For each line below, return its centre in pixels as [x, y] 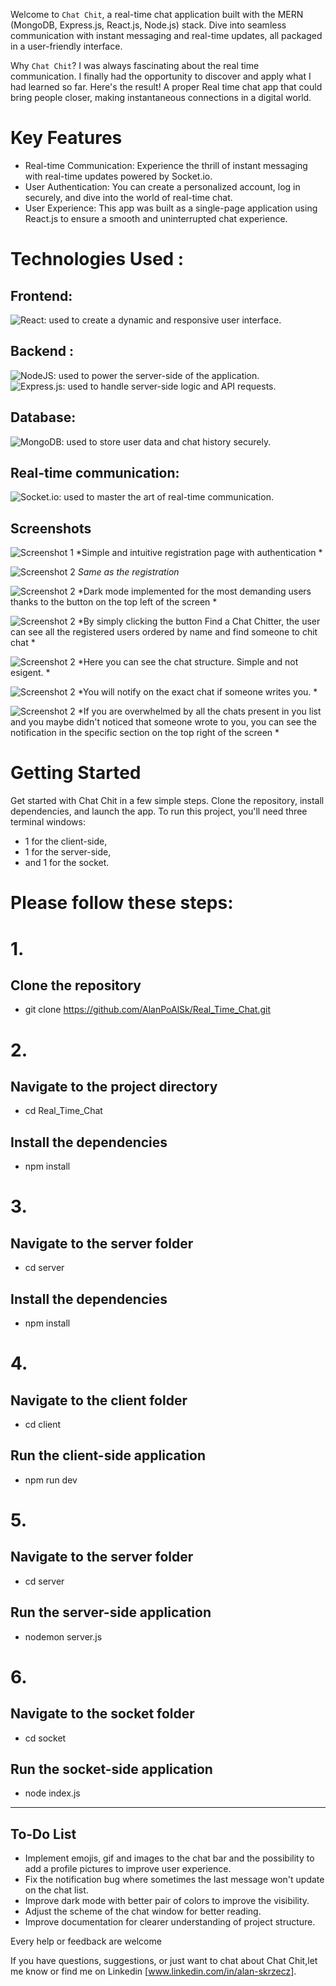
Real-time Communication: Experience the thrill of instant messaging [166, 165]
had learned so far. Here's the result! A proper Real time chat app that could [166, 87]
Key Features [66, 138]
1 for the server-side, [68, 852]
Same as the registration [128, 572]
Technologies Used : [97, 259]
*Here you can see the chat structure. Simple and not [188, 662]
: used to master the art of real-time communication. [166, 497]
